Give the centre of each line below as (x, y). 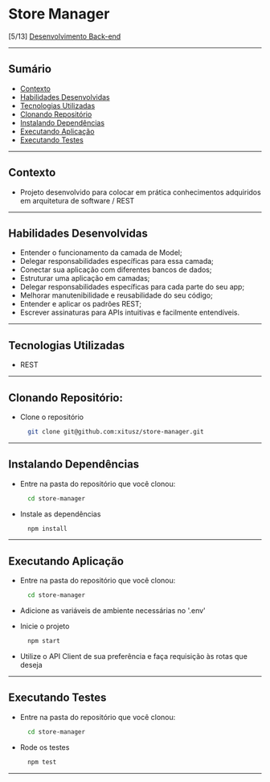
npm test (42, 762)
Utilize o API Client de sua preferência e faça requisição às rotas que (133, 656)
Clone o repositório (52, 417)
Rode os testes (45, 747)
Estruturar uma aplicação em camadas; (85, 278)
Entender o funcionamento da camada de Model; (101, 253)
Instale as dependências (60, 514)
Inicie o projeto (45, 626)
